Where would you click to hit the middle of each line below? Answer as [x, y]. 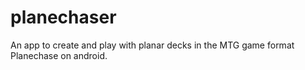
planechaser [63, 17]
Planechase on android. [59, 55]
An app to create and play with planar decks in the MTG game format [152, 45]
